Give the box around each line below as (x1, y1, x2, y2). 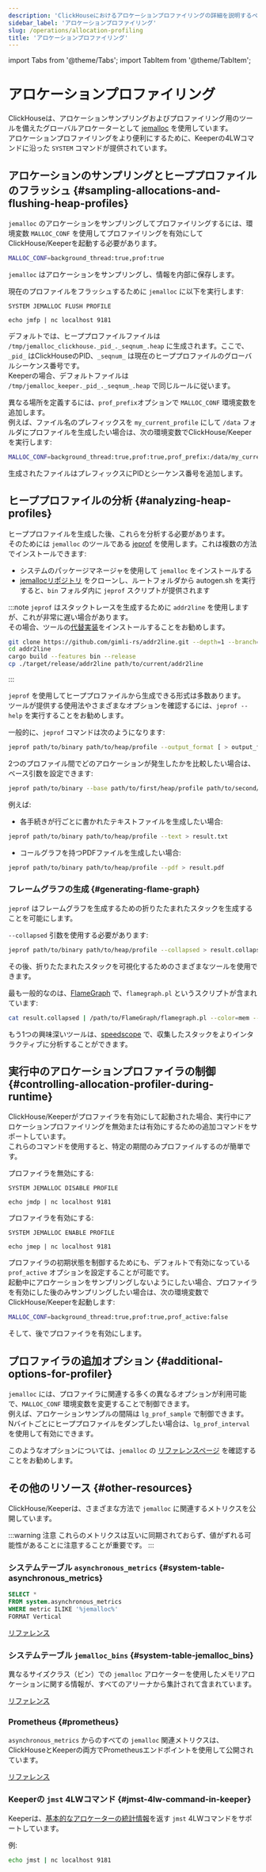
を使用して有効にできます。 (8, 1429, 98, 1439)
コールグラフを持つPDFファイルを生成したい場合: (19, 848, 182, 857)
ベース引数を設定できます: (8, 768, 93, 778)
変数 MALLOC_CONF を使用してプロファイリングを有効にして (14, 229, 203, 238)
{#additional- (155, 1354, 223, 1367)
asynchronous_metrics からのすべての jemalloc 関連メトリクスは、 (8, 1736, 224, 1745)
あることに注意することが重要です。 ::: (28, 1540, 154, 1550)
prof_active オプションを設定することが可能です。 (8, 1267, 174, 1278)
